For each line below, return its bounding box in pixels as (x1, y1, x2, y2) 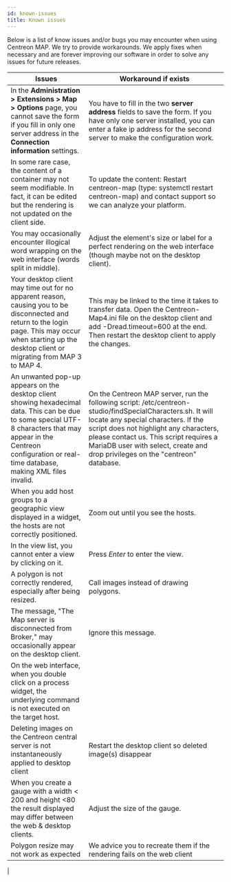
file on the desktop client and (118, 313, 212, 323)
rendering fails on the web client (88, 849, 192, 859)
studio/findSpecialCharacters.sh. (88, 406, 195, 416)
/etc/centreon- (142, 397, 191, 407)
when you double (10, 669, 67, 679)
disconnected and (10, 308, 69, 318)
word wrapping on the (10, 245, 82, 255)
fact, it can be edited (10, 191, 77, 201)
